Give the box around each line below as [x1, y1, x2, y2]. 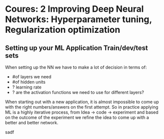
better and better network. [5, 120, 58, 125]
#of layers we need [12, 74, 52, 79]
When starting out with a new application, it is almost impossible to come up [5, 99, 159, 105]
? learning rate [12, 84, 42, 90]
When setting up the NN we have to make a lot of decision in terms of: [5, 65, 147, 70]
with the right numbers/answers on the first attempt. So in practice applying [5, 104, 159, 110]
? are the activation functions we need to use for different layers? [12, 90, 144, 95]
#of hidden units [12, 79, 46, 85]
